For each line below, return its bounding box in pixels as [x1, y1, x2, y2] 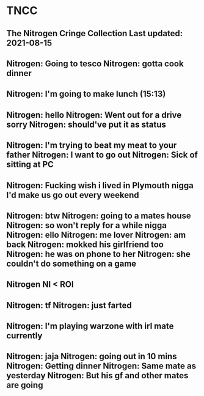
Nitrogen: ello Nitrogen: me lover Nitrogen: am [6, 229, 186, 240]
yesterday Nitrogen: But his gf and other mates [6, 370, 189, 381]
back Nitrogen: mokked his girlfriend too [6, 239, 164, 249]
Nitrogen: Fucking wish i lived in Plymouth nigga [6, 180, 194, 191]
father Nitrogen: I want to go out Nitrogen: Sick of [6, 150, 199, 160]
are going [6, 380, 43, 390]
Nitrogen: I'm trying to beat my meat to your [6, 140, 177, 151]
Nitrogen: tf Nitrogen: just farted [6, 300, 133, 310]
